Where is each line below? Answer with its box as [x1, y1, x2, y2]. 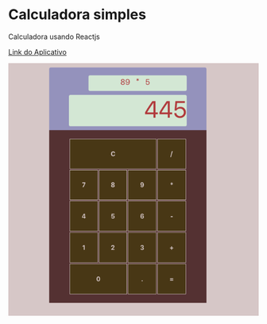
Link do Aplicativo [8, 47, 68, 56]
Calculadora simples [8, 6, 147, 24]
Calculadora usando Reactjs [8, 32, 101, 41]
